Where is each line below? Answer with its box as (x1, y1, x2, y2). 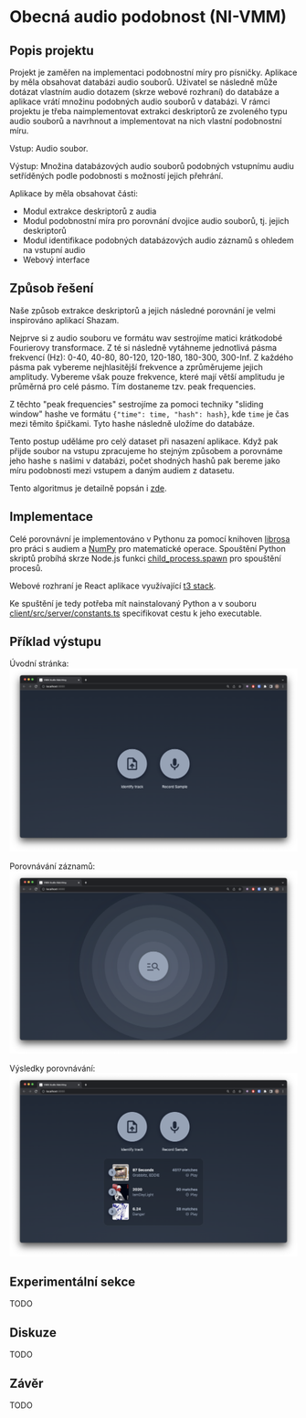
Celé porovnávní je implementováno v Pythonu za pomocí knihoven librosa (9, 533, 290, 545)
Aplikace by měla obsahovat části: (9, 188, 139, 198)
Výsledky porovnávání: (9, 1063, 96, 1074)
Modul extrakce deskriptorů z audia (22, 206, 157, 217)
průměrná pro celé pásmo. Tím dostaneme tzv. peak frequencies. (9, 381, 257, 392)
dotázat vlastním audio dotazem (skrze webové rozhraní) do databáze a (9, 87, 280, 97)
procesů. (9, 562, 43, 573)
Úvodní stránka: (9, 658, 69, 669)
